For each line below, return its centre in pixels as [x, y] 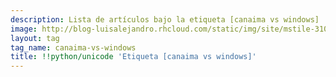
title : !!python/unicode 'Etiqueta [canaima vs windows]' [133, 57]
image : [24, 29]
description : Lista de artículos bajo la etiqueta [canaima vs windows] [165, 19]
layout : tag [35, 38]
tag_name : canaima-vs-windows [73, 47]
